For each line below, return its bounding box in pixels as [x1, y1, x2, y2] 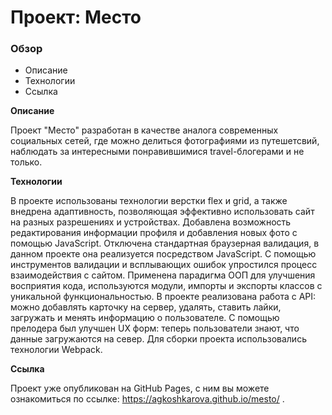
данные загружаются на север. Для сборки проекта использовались [10, 333, 307, 345]
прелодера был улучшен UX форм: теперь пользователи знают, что [10, 322, 300, 335]
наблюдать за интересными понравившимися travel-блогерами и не [10, 146, 305, 158]
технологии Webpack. [10, 344, 103, 356]
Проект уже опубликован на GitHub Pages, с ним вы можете [10, 382, 270, 395]
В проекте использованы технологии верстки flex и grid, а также [10, 195, 288, 207]
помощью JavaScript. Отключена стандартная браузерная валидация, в [10, 237, 320, 250]
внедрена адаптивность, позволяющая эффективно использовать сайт [10, 206, 315, 218]
